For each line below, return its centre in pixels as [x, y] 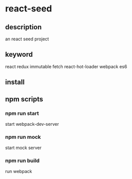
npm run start [22, 113]
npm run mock [23, 137]
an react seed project [27, 39]
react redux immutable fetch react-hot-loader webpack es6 [66, 66]
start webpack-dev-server [32, 124]
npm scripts [24, 99]
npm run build [22, 161]
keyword [19, 54]
